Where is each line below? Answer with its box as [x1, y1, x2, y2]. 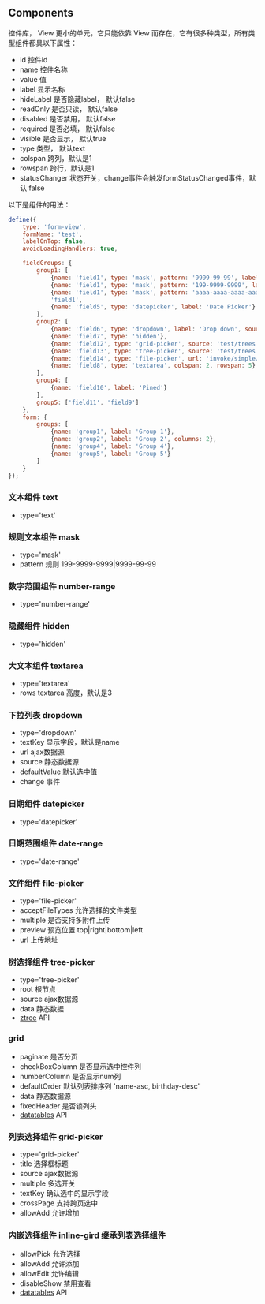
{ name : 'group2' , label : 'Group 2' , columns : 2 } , [50, 435, 217, 443]
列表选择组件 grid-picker [8, 1131, 103, 1142]
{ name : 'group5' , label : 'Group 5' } [50, 450, 171, 458]
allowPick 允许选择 [19, 1250, 80, 1259]
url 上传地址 [19, 935, 58, 945]
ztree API [19, 1013, 50, 1022]
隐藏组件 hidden [8, 621, 70, 632]
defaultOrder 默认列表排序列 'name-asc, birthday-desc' [19, 1081, 200, 1091]
